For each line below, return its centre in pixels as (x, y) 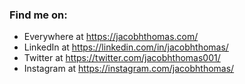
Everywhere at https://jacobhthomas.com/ (111, 37)
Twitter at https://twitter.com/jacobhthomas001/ (122, 58)
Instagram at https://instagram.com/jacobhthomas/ (129, 69)
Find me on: (38, 15)
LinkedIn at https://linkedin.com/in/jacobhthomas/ (126, 47)
